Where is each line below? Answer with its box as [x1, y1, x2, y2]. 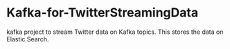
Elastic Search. [6, 35, 49, 43]
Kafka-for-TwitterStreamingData [6, 5, 199, 21]
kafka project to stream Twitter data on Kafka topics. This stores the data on [6, 28, 224, 36]
